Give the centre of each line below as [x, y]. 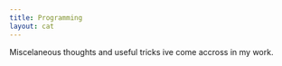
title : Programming [46, 18]
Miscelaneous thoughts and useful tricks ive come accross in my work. [141, 52]
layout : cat [32, 26]
